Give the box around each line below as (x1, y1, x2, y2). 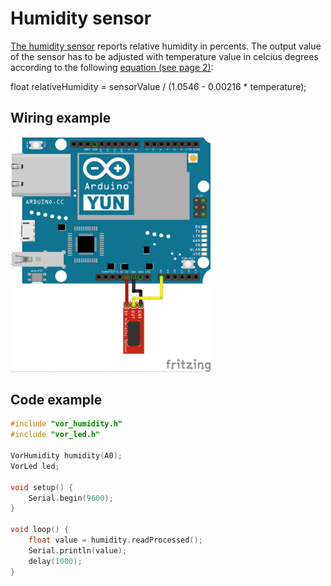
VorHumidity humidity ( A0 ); (10, 451, 123, 461)
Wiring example (10, 110, 112, 127)
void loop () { (10, 525, 70, 535)
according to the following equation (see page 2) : (10, 61, 214, 73)
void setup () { (10, 482, 74, 492)
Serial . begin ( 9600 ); (28, 493, 114, 503)
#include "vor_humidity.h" (10, 419, 123, 429)
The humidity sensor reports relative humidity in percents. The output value (10, 40, 322, 52)
